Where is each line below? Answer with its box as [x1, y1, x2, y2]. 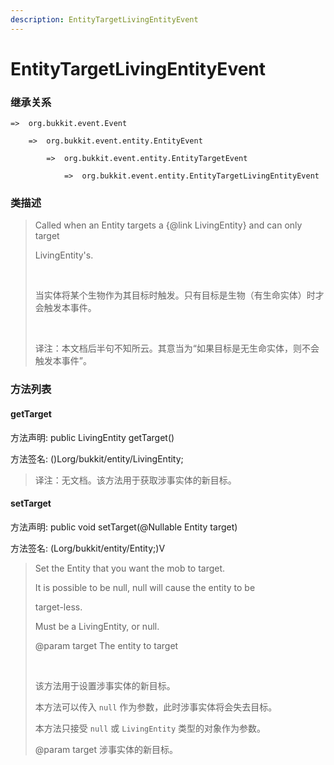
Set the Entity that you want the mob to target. [34, 562, 226, 574]
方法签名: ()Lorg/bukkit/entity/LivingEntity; [10, 452, 184, 465]
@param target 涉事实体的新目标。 [34, 743, 179, 755]
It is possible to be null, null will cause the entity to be [34, 581, 256, 593]
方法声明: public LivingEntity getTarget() [10, 431, 175, 443]
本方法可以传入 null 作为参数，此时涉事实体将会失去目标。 [34, 701, 278, 713]
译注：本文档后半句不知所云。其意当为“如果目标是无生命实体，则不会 [34, 342, 320, 355]
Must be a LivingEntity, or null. [34, 620, 160, 632]
